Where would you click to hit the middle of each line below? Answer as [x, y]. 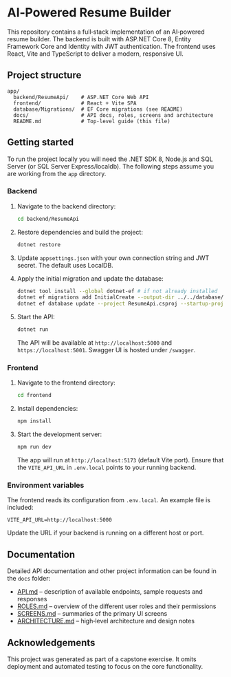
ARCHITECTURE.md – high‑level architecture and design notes [106, 621]
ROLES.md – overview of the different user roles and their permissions [117, 606]
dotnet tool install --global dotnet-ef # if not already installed [117, 291]
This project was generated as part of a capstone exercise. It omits [102, 659]
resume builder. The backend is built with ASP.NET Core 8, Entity [99, 39]
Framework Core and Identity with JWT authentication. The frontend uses [111, 46]
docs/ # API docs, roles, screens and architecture [113, 115]
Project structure [44, 75]
